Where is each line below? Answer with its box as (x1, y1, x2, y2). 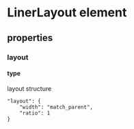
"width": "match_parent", (19, 104, 94, 111)
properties (7, 32, 53, 44)
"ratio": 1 (19, 109, 51, 117)
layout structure (7, 84, 52, 93)
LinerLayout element (7, 5, 127, 20)
